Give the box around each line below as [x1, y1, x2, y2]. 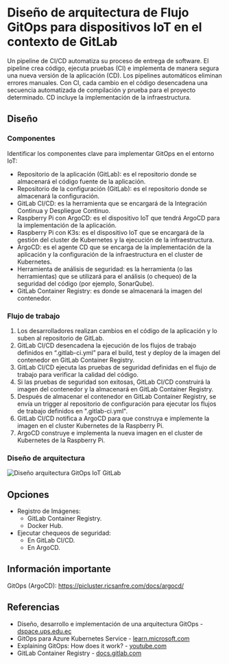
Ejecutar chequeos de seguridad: [16, 529, 111, 537]
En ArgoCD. [27, 544, 60, 552]
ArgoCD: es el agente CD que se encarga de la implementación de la [16, 242, 211, 251]
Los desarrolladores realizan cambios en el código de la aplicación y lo [16, 326, 217, 334]
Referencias [7, 602, 60, 613]
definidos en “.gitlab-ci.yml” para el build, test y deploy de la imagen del [16, 348, 221, 356]
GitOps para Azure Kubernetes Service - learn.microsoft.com [16, 634, 190, 643]
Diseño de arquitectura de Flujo [7, 5, 189, 21]
